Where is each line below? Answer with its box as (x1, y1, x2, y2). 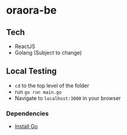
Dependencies (6, 109, 49, 117)
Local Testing (6, 66, 57, 76)
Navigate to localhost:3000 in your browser (14, 94, 121, 101)
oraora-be (6, 4, 57, 17)
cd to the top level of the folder (14, 82, 90, 89)
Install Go (14, 123, 38, 130)
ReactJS (14, 43, 35, 50)
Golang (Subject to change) (14, 49, 82, 56)
